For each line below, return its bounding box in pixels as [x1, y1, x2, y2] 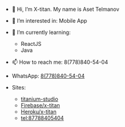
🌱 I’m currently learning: [11, 29, 71, 36]
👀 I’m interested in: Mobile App [11, 17, 87, 24]
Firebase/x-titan [20, 102, 61, 109]
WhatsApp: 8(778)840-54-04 [11, 72, 85, 79]
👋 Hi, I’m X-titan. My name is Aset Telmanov [11, 6, 120, 13]
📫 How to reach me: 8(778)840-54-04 [11, 58, 108, 66]
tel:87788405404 [20, 114, 64, 122]
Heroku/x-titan [20, 108, 57, 115]
